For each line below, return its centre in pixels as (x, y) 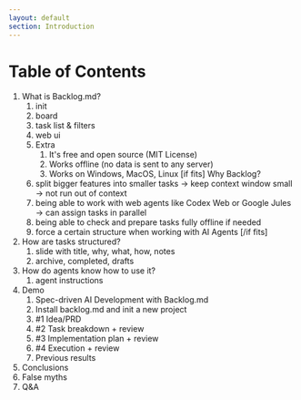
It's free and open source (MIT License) (123, 155)
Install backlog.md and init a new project (111, 310)
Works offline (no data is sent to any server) (131, 164)
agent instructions (69, 281)
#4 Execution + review (77, 348)
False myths (44, 377)
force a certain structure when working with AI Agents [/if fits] (151, 232)
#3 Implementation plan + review (97, 339)
